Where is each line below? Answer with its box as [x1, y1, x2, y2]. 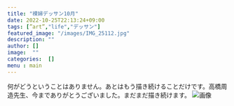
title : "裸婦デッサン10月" [7, 10, 79, 17]
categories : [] [7, 56, 55, 63]
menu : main [7, 62, 42, 69]
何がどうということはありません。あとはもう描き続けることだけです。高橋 [7, 82, 221, 91]
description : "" [7, 36, 55, 43]
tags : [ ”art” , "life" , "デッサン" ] [7, 23, 101, 30]
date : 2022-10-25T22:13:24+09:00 [7, 17, 105, 24]
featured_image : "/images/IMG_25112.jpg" [7, 29, 130, 37]
